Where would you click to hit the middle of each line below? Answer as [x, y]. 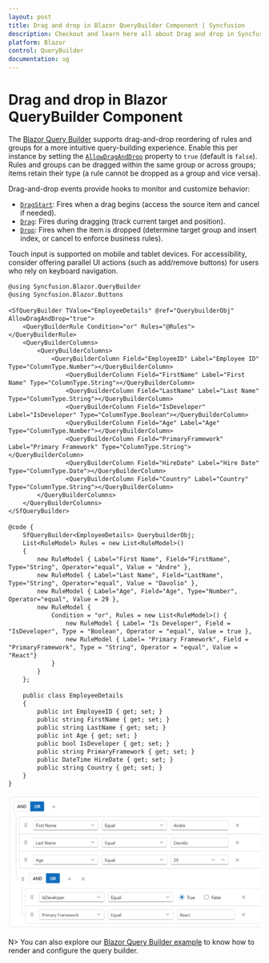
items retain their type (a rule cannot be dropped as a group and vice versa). [134, 173]
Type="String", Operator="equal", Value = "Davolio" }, [103, 583]
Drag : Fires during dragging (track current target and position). [122, 221]
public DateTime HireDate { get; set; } [105, 759]
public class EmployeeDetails [73, 695]
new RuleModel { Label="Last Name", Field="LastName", [130, 575]
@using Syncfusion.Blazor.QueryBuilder [75, 286]
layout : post [30, 17]
